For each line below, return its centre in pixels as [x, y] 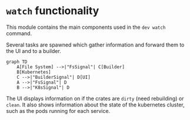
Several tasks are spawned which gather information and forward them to [95, 45]
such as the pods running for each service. [58, 111]
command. [19, 33]
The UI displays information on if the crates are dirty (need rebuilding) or [95, 98]
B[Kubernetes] [34, 72]
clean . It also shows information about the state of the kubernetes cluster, [95, 105]
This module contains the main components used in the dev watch [86, 27]
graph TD [17, 62]
